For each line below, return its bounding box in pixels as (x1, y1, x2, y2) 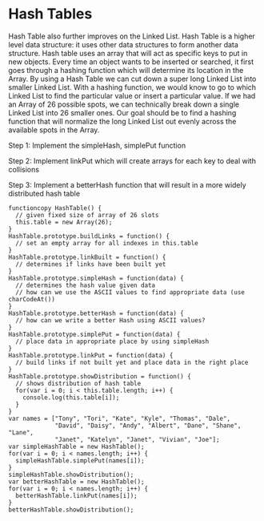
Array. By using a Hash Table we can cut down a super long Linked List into (8, 74, 257, 83)
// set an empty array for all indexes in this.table (15, 239, 198, 247)
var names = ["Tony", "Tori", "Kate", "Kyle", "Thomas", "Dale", (8, 414, 230, 422)
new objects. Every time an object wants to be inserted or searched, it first (8, 57, 254, 67)
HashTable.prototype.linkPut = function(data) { (8, 351, 174, 359)
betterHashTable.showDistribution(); (8, 506, 134, 514)
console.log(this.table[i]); (22, 394, 120, 402)
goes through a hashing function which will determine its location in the (8, 65, 244, 75)
